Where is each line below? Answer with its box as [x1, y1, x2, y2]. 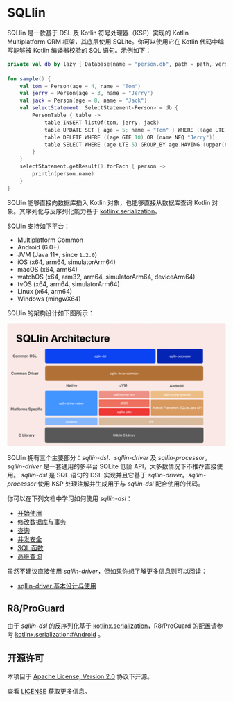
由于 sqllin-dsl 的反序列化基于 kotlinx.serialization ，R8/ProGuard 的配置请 [7, 622, 217, 630]
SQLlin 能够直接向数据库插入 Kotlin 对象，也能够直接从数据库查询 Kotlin [7, 198, 211, 207]
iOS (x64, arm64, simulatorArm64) [17, 258, 116, 266]
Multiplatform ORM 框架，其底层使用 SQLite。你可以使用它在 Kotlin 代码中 [7, 37, 218, 46]
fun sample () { [7, 75, 51, 82]
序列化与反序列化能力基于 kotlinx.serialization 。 [25, 207, 162, 216]
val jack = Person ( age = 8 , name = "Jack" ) [19, 97, 148, 105]
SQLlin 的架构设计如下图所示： [7, 308, 95, 317]
